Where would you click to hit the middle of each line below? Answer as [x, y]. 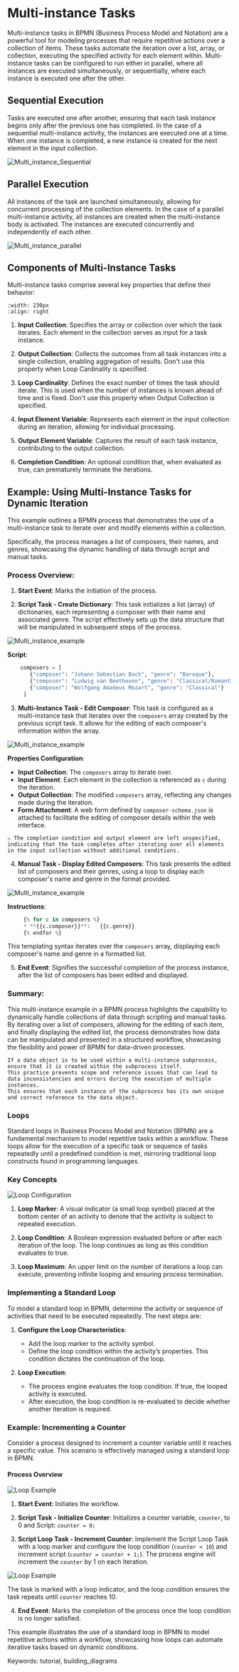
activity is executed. [58, 1394]
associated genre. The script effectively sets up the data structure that [121, 620]
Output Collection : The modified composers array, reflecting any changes [124, 795]
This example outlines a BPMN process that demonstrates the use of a [111, 521]
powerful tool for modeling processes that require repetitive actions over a [116, 40]
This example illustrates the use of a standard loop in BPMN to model [108, 1632]
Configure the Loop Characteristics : [72, 1329]
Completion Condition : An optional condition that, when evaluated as [119, 462]
